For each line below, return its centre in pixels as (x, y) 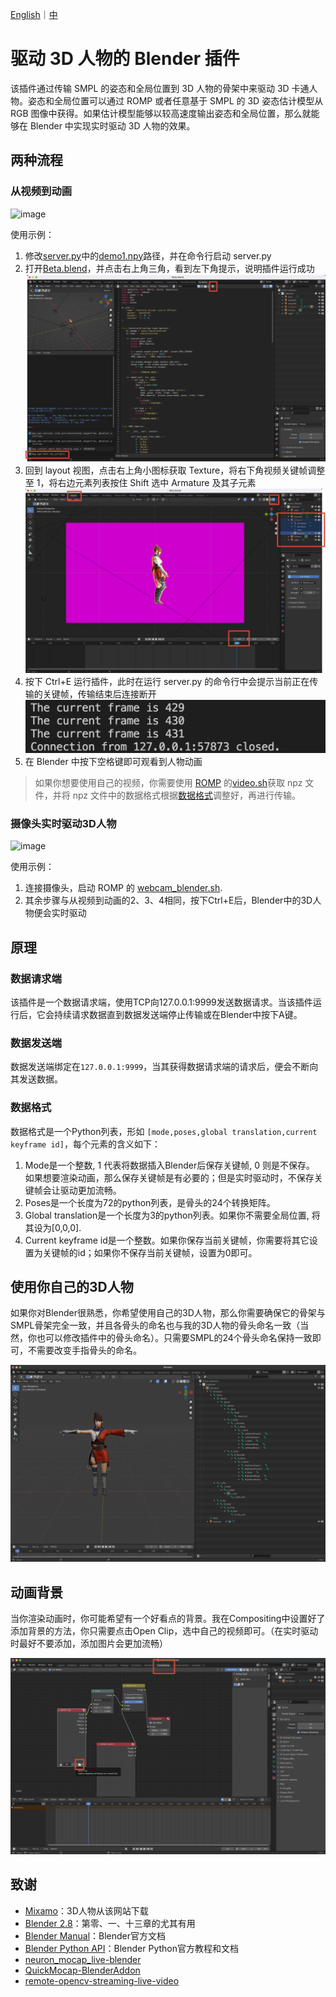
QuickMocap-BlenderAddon (82, 1970)
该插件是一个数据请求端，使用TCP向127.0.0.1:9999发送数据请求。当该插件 (161, 1002)
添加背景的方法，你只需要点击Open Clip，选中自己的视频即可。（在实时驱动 (164, 1631)
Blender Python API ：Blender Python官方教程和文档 (132, 1948)
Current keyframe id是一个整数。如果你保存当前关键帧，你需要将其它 (167, 1240)
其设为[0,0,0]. (53, 1227)
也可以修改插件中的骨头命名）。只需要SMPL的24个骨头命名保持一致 (174, 1338)
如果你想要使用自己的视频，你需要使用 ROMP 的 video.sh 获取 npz (168, 783)
